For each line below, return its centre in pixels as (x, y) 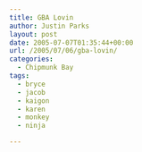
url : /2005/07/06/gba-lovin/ (63, 51)
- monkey (33, 117)
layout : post (33, 34)
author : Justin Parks (50, 26)
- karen (32, 109)
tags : (19, 76)
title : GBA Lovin (42, 17)
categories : (31, 59)
